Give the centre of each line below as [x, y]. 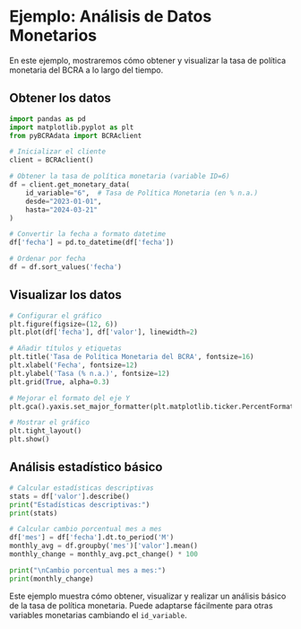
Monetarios [53, 35]
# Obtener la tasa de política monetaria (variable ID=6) [120, 177]
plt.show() [30, 440]
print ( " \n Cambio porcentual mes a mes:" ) [88, 570]
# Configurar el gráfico [56, 316]
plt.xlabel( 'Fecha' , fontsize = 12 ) [74, 365]
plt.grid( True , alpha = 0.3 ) [60, 382]
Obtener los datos [60, 98]
